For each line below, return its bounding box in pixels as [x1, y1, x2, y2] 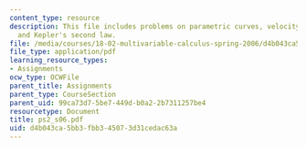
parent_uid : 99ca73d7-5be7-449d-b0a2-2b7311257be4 [9, 98, 206, 108]
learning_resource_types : [9, 56, 108, 65]
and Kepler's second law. [17, 30, 117, 39]
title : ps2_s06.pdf [9, 115, 84, 124]
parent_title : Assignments [9, 81, 112, 90]
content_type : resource [9, 13, 101, 23]
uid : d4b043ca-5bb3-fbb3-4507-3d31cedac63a [9, 124, 178, 133]
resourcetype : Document [9, 107, 101, 116]
